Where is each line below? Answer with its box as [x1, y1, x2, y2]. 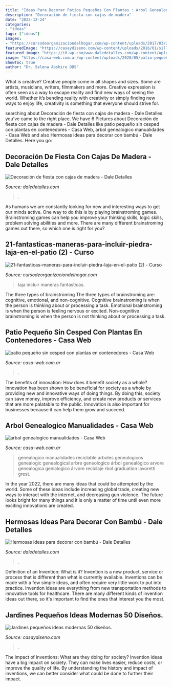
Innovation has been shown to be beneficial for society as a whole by [5, 385, 152, 391]
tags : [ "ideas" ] [5, 31, 40, 36]
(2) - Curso [58, 248, 94, 257]
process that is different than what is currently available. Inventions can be [5, 574, 163, 581]
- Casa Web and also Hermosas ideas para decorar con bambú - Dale [5, 132, 153, 138]
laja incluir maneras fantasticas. [17, 281, 85, 287]
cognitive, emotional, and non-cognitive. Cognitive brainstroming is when [5, 297, 160, 303]
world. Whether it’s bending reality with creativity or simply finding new [5, 95, 156, 101]
